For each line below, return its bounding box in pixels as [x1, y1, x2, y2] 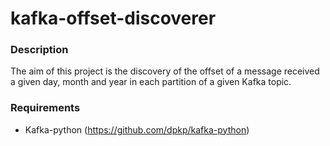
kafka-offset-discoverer [10, 7, 217, 30]
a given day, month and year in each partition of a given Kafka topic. [10, 76, 292, 88]
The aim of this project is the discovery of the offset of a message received [10, 65, 320, 77]
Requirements [10, 101, 81, 115]
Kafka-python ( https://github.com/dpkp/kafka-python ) [24, 123, 250, 136]
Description [10, 43, 69, 57]
